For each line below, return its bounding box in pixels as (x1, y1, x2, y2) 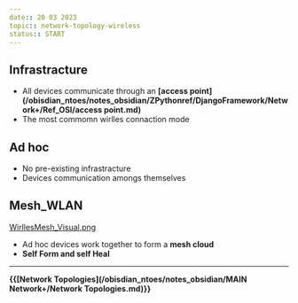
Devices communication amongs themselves (21, 173, 186, 183)
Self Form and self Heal (21, 248, 110, 259)
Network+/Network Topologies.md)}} (9, 283, 152, 293)
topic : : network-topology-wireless (9, 21, 141, 30)
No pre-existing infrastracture (21, 163, 131, 174)
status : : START (9, 29, 66, 38)
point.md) (103, 105, 142, 115)
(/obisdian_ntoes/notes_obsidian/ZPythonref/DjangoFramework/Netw (21, 95, 288, 106)
